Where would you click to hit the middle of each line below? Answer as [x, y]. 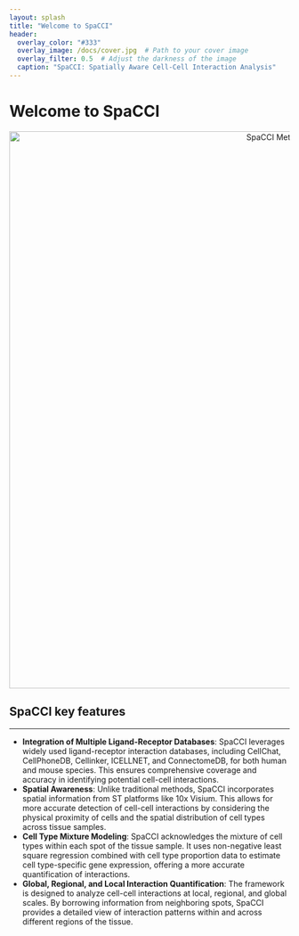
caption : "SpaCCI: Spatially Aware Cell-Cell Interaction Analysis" [147, 68]
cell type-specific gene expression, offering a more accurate [133, 865]
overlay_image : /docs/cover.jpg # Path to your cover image [133, 51]
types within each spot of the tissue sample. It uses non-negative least [152, 846]
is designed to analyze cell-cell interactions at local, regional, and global [154, 893]
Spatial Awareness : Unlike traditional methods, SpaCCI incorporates [148, 789]
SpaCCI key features [68, 712]
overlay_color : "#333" [59, 42]
